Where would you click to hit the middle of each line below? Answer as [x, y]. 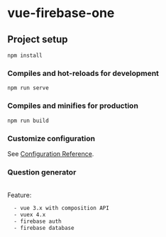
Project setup [38, 39]
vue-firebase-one [61, 13]
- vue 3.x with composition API [62, 208]
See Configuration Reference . [51, 153]
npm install [25, 55]
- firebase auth [38, 221]
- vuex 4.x [30, 215]
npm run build [28, 121]
